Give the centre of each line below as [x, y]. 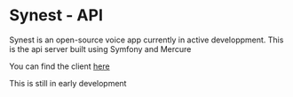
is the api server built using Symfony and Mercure [100, 48]
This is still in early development [68, 83]
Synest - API [56, 15]
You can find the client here [59, 66]
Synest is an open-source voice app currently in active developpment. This [146, 40]
